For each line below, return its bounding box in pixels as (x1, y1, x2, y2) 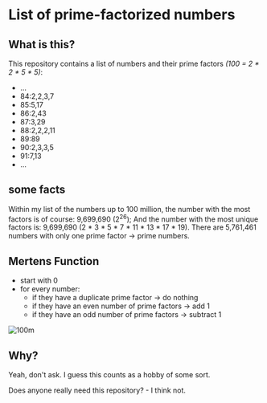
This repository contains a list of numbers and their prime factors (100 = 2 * (8, 59, 260, 68)
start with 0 (19, 275, 59, 286)
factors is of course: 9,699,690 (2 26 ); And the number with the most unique (8, 213, 259, 224)
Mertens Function (8, 254, 100, 268)
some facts (8, 183, 66, 197)
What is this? (8, 38, 76, 51)
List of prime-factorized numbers (8, 6, 236, 24)
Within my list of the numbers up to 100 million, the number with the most (8, 204, 251, 214)
